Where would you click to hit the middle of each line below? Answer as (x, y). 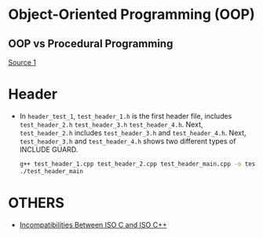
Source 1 (22, 62)
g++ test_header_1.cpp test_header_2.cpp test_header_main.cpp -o (130, 164)
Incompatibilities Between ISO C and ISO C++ (93, 224)
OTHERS (37, 203)
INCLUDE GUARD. (49, 149)
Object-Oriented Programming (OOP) (131, 15)
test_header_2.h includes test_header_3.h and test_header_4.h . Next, (133, 132)
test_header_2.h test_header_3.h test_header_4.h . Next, (111, 124)
